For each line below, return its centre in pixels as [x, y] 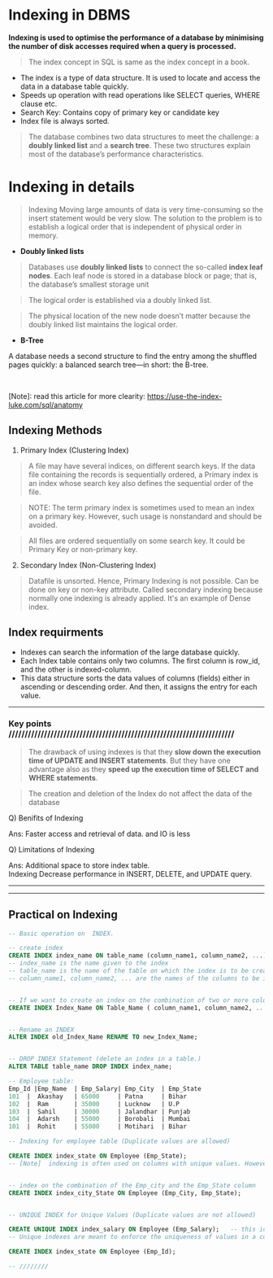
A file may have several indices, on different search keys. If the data [142, 466]
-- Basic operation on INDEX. [61, 934]
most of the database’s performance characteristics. [116, 154]
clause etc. [39, 103]
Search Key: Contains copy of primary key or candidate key [119, 112]
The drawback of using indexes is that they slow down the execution [145, 751]
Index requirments [56, 632]
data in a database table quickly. [74, 86]
